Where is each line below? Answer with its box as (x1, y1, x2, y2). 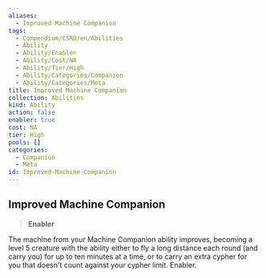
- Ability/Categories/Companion (15, 71, 124, 79)
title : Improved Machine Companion (8, 86, 127, 95)
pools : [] (8, 138, 42, 147)
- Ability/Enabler (15, 49, 78, 57)
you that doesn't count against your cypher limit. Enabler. (8, 260, 197, 269)
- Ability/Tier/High (15, 64, 84, 72)
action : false (8, 109, 56, 117)
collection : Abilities (8, 94, 84, 102)
